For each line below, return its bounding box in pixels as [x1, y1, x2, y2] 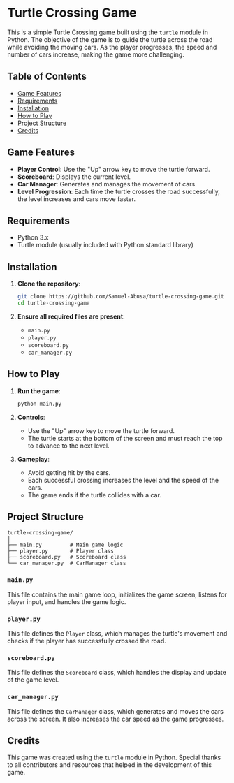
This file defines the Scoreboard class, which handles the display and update [7, 668, 227, 677]
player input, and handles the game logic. [7, 597, 126, 606]
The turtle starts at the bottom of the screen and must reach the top [27, 434, 223, 442]
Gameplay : [17, 455, 50, 463]
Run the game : [17, 386, 61, 395]
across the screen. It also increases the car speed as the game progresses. [7, 715, 224, 723]
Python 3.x [17, 233, 49, 242]
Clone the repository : [17, 279, 81, 288]
